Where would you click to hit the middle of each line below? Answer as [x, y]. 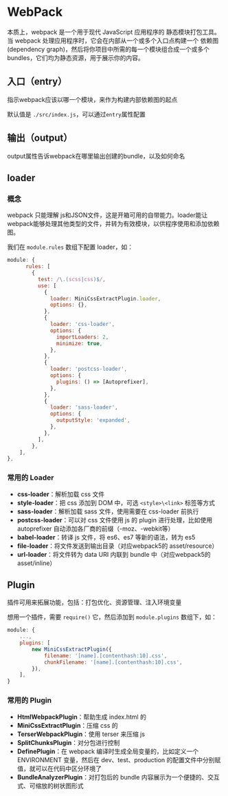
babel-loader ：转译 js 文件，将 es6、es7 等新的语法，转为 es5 [106, 537]
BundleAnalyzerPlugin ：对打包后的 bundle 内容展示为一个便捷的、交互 [118, 777]
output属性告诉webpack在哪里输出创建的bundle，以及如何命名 [96, 156]
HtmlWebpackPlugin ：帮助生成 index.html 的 [81, 717]
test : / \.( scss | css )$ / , [72, 279]
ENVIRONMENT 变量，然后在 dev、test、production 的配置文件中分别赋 [119, 759]
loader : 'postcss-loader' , [89, 369]
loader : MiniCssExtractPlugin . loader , [106, 298]
